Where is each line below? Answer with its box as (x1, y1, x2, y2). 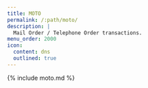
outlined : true (13, 55, 57, 62)
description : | (7, 23, 51, 30)
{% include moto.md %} (7, 74, 75, 82)
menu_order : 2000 (7, 36, 57, 43)
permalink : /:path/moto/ (7, 16, 78, 23)
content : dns (13, 49, 51, 56)
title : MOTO (7, 10, 41, 17)
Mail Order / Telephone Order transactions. (13, 29, 143, 36)
